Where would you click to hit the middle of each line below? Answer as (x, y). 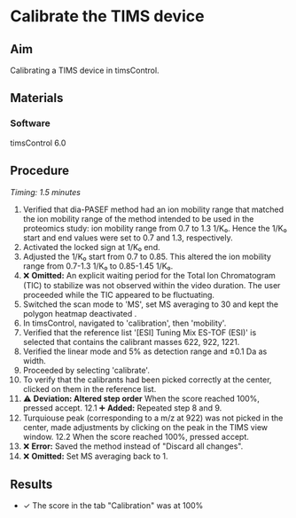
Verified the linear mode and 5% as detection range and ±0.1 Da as (145, 351)
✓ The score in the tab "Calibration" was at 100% (113, 506)
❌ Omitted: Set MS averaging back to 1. (95, 456)
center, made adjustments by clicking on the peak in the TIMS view (145, 427)
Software (31, 123)
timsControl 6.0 (38, 143)
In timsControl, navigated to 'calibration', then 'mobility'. (125, 323)
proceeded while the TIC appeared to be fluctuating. (119, 294)
